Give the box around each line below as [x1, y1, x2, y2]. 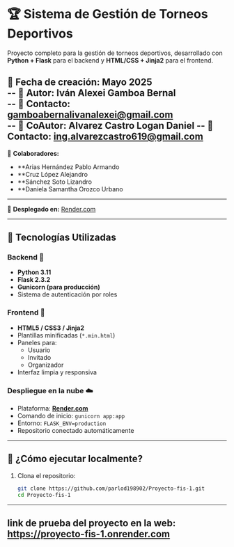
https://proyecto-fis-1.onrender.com [7, 528, 171, 540]
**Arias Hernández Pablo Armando [17, 162, 120, 171]
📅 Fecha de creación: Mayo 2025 [7, 77, 153, 88]
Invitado [27, 353, 52, 361]
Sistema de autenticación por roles [17, 290, 118, 299]
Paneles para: [17, 338, 57, 347]
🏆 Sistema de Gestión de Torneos [7, 6, 208, 22]
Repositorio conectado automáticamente [17, 427, 134, 435]
